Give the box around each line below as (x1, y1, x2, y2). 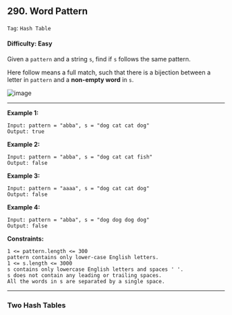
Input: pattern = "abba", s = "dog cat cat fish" (7, 154, 153, 161)
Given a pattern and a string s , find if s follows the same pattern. (7, 55, 191, 63)
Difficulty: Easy (7, 39, 53, 48)
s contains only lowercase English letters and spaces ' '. (7, 266, 184, 273)
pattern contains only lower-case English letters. (7, 254, 159, 261)
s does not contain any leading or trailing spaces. (7, 272, 162, 279)
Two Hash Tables (7, 300, 66, 309)
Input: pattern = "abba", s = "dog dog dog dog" (7, 216, 150, 223)
